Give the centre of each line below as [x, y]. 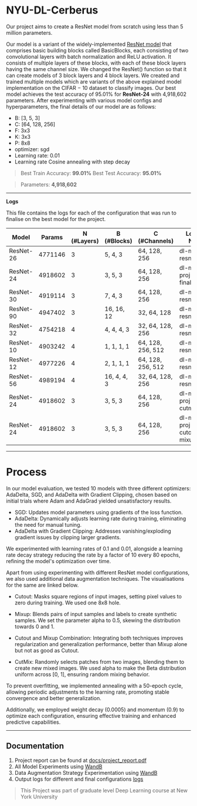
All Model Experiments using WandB [58, 766]
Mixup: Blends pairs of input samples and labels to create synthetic [96, 614]
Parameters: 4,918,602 [49, 184]
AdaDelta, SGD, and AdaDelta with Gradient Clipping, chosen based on [92, 494]
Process [26, 472]
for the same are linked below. [43, 585]
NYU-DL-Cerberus [52, 10]
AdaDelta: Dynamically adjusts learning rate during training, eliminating [100, 519]
